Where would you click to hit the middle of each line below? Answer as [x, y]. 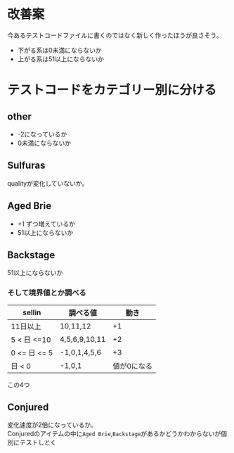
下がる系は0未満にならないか [59, 50]
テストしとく [38, 442]
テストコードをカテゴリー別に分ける [112, 90]
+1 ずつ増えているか [46, 224]
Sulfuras [26, 166]
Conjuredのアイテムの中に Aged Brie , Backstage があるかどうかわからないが [114, 434]
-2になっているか [42, 134]
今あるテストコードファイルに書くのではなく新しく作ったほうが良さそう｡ [113, 35]
